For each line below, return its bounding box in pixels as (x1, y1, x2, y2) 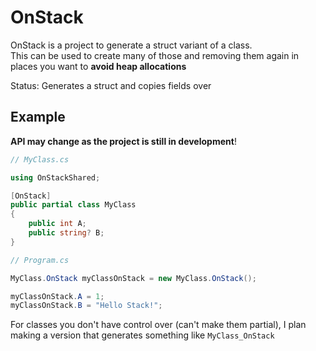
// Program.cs (10, 255, 70, 265)
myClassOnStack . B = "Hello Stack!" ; (10, 301, 163, 311)
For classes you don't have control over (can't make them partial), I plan (10, 319, 307, 331)
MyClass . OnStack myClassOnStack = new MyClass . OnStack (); (10, 273, 257, 283)
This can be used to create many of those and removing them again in (10, 49, 300, 61)
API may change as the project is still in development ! (10, 135, 237, 147)
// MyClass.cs (10, 154, 70, 165)
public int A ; (28, 219, 87, 229)
